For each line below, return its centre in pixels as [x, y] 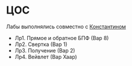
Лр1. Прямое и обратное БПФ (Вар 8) [62, 38]
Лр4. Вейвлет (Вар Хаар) [46, 57]
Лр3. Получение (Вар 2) [45, 50]
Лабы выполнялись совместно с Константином [66, 27]
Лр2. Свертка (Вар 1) [41, 44]
